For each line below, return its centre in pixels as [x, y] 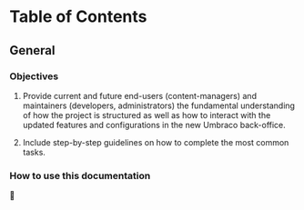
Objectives [34, 76]
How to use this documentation [80, 175]
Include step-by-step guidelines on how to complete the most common [156, 142]
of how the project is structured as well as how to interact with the [147, 115]
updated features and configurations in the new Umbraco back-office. [154, 125]
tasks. [34, 152]
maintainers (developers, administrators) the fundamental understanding [159, 105]
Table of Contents [78, 17]
